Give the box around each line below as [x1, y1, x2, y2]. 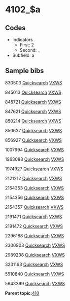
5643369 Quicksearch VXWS [5, 280, 65, 286]
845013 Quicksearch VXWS [5, 89, 62, 95]
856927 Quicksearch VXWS [5, 137, 62, 143]
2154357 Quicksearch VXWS [5, 204, 64, 210]
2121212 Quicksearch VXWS [5, 175, 63, 181]
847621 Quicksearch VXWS [5, 108, 62, 114]
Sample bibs [5, 67, 44, 75]
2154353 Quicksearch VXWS [5, 185, 64, 191]
